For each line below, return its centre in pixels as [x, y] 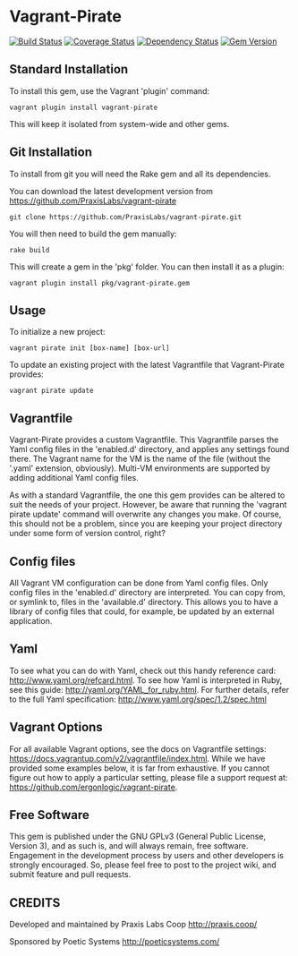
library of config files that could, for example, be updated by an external [142, 611]
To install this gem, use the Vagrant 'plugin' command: [110, 90]
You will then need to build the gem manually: [93, 234]
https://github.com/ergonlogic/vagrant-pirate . [94, 787]
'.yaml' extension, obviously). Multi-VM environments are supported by [140, 468]
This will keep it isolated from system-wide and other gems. [119, 124]
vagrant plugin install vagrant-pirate [84, 107]
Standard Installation [69, 69]
